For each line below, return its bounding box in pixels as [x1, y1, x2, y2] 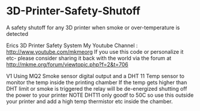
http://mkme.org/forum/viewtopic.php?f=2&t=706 [6, 61, 128, 68]
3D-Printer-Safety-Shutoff [6, 4, 141, 18]
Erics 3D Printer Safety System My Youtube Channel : [6, 42, 139, 49]
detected [6, 30, 29, 37]
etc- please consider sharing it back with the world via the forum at [6, 54, 172, 61]
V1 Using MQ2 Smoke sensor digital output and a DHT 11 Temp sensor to [6, 72, 185, 79]
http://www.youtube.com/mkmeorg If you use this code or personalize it [6, 48, 184, 55]
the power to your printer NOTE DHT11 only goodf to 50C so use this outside [6, 91, 194, 98]
